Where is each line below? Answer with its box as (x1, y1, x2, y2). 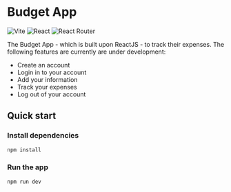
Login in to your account (17, 68, 87, 76)
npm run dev (7, 178, 41, 185)
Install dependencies (7, 131, 79, 140)
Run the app (7, 162, 48, 172)
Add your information (17, 75, 78, 83)
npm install (7, 146, 41, 153)
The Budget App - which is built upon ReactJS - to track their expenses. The (7, 40, 225, 48)
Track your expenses (17, 83, 77, 91)
